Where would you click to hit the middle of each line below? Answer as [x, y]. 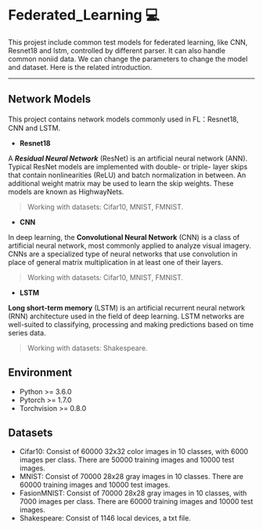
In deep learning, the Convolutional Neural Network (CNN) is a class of [124, 237]
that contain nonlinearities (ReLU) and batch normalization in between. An [127, 175]
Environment [40, 373]
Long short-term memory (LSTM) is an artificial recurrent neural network [126, 307]
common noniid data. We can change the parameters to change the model [128, 59]
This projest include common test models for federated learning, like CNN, [128, 42]
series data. [27, 332]
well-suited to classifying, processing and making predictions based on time [131, 324]
